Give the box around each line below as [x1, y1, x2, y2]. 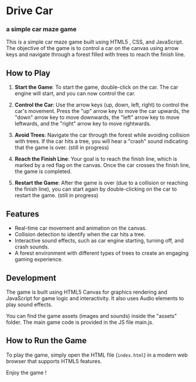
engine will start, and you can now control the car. [14, 90, 136, 97]
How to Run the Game [6, 336, 87, 346]
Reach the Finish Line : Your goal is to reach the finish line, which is [14, 155, 177, 162]
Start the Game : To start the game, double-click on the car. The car [14, 84, 178, 91]
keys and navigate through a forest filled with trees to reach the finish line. [6, 51, 185, 58]
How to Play [6, 68, 51, 78]
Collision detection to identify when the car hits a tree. [14, 231, 146, 238]
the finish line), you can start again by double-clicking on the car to [14, 185, 177, 192]
